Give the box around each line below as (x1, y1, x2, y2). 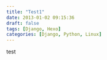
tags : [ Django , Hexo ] (6, 25, 61, 32)
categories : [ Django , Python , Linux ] (6, 32, 102, 38)
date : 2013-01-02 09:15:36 (6, 15, 75, 21)
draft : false (6, 20, 40, 26)
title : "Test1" (6, 8, 45, 15)
